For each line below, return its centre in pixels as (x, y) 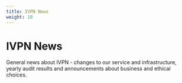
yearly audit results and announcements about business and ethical (88, 69)
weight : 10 (19, 17)
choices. (17, 75)
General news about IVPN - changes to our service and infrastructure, (92, 62)
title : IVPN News (27, 11)
